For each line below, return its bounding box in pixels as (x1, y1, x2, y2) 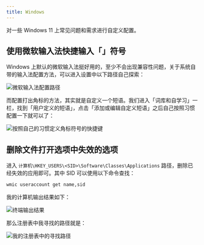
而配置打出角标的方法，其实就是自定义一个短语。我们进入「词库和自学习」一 (6, 97, 198, 104)
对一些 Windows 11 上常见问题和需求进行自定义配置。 (6, 26, 140, 34)
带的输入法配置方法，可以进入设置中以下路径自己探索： (6, 71, 144, 78)
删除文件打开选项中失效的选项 (6, 144, 118, 155)
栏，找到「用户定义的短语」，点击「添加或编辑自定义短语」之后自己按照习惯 (6, 104, 195, 112)
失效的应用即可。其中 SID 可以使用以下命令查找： (11, 169, 135, 177)
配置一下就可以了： (6, 112, 55, 119)
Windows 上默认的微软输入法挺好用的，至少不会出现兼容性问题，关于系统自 (6, 63, 196, 71)
